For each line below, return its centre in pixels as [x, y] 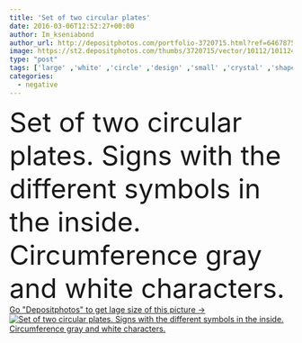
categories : [31, 77]
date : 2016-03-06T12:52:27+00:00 [72, 26]
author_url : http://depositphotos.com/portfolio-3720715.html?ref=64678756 [154, 43]
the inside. [75, 221]
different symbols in [135, 188]
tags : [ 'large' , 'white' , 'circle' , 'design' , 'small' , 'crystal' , [140, 68]
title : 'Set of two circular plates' [80, 18]
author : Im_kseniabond [52, 34]
